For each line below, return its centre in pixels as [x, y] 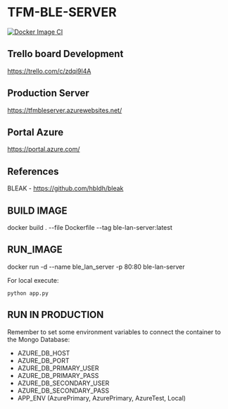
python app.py [28, 293]
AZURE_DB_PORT [43, 360]
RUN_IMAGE [35, 250]
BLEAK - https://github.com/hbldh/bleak [65, 188]
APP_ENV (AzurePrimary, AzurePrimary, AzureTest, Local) [102, 398]
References [33, 171]
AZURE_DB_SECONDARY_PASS [63, 390]
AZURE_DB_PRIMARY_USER [58, 368]
